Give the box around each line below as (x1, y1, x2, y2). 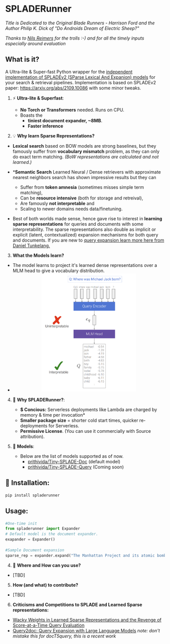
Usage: (5, 507, 29, 516)
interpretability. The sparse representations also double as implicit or (12, 226, 156, 232)
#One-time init (5, 521, 37, 526)
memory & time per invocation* (20, 412, 86, 418)
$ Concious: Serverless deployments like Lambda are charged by (20, 406, 157, 413)
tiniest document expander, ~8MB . (27, 117, 103, 123)
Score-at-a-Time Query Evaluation (12, 622, 85, 628)
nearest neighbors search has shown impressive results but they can (12, 174, 157, 180)
